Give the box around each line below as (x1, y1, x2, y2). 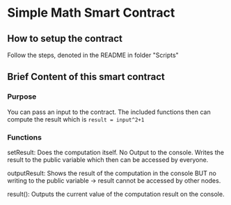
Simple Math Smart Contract (7, 5, 175, 21)
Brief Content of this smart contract (7, 71, 165, 83)
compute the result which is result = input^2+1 (7, 115, 145, 123)
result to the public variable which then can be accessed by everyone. (7, 155, 209, 164)
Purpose (7, 92, 37, 101)
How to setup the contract (7, 33, 123, 44)
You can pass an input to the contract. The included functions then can (7, 108, 211, 116)
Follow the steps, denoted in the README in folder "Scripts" (7, 51, 179, 59)
